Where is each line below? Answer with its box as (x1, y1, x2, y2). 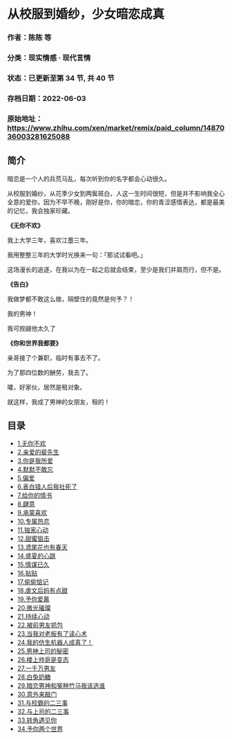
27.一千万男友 (17, 664, 57, 673)
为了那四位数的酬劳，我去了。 (7, 368, 92, 376)
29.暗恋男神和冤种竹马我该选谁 (17, 682, 106, 690)
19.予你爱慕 (17, 595, 50, 603)
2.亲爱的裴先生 (17, 448, 60, 457)
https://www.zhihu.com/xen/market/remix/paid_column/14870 (7, 122, 225, 132)
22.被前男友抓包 (17, 621, 64, 630)
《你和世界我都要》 (7, 338, 62, 347)
